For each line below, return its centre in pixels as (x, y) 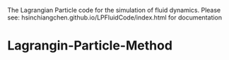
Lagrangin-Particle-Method (90, 46)
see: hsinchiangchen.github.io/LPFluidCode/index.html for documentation (115, 17)
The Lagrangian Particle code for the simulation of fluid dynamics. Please (114, 10)
